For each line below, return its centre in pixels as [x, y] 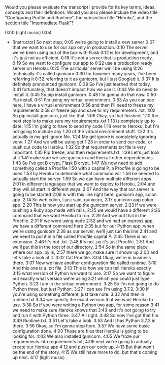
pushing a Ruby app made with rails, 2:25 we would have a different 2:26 [86, 210]
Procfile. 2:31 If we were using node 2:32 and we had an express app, [83, 221]
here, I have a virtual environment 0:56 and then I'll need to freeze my [83, 105]
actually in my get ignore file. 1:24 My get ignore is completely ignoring [84, 137]
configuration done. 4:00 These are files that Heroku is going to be [80, 331]
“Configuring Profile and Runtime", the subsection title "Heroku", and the [79, 18]
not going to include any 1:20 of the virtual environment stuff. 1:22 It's [82, 131]
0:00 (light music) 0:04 [28, 32]
